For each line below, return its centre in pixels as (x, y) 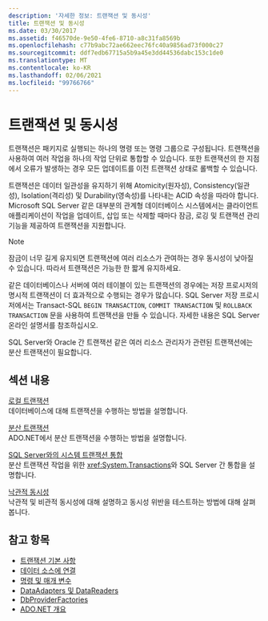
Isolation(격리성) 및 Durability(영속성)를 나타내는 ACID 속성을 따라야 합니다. (140, 196)
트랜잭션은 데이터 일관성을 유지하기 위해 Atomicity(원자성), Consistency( (123, 186)
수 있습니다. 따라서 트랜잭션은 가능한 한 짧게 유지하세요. (95, 268)
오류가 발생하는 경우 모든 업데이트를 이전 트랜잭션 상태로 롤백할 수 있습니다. (140, 168)
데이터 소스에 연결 (48, 571)
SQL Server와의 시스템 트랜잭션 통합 (66, 455)
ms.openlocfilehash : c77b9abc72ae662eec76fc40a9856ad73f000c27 (116, 46)
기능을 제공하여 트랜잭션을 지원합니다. (67, 226)
